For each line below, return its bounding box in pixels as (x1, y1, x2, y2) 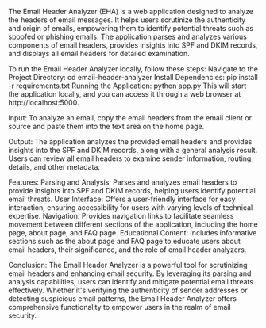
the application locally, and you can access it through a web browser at (8, 90, 241, 98)
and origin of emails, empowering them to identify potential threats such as (8, 24, 254, 32)
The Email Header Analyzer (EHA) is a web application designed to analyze (8, 7, 254, 16)
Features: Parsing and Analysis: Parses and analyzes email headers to (8, 177, 237, 187)
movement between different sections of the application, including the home (8, 219, 258, 229)
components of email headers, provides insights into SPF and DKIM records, (8, 40, 258, 50)
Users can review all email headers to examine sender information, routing (8, 154, 252, 163)
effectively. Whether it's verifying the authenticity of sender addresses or (8, 285, 248, 295)
